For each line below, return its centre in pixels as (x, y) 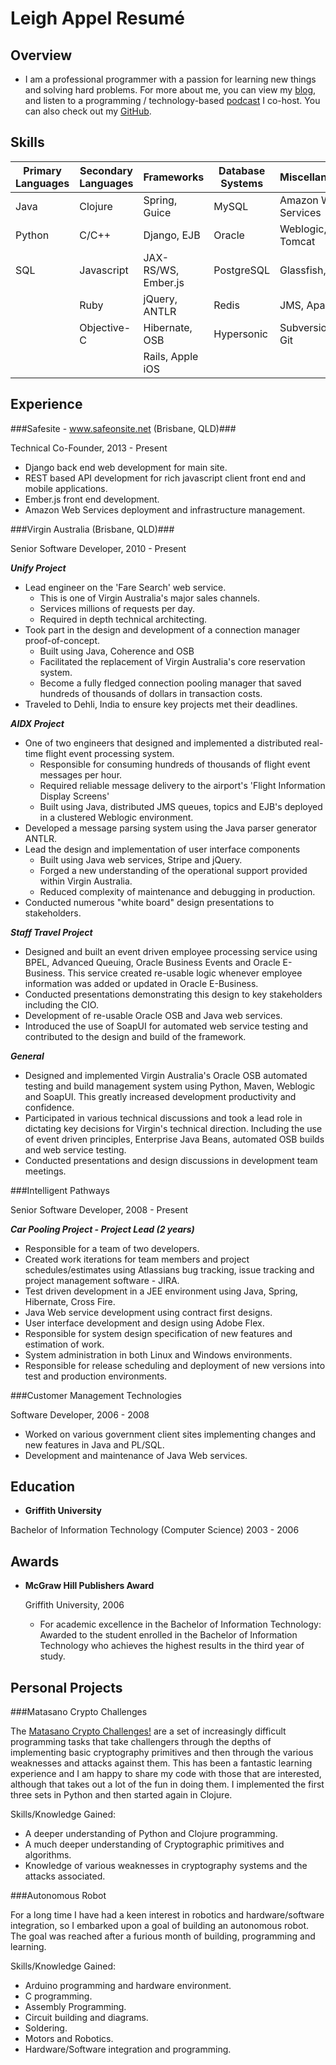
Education (43, 1487)
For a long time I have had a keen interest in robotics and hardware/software (167, 1915)
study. (52, 1656)
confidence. (49, 1107)
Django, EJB (172, 235)
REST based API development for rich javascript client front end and (165, 478)
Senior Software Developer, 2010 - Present (98, 548)
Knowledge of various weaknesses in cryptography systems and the (166, 1866)
